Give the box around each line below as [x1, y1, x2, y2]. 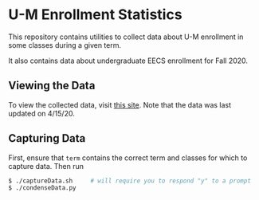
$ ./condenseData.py [8, 184, 77, 192]
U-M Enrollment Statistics [8, 6, 182, 24]
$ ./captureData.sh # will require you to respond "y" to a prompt [8, 177, 251, 185]
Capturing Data [8, 131, 86, 145]
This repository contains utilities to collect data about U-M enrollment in [8, 32, 244, 41]
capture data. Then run [8, 161, 84, 171]
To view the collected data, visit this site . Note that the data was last [8, 100, 232, 109]
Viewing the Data [8, 79, 96, 92]
